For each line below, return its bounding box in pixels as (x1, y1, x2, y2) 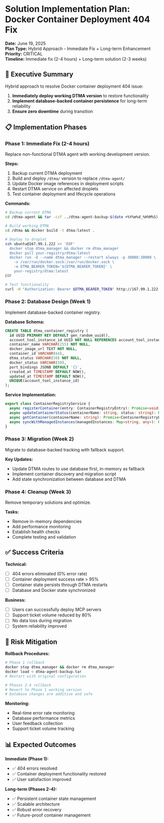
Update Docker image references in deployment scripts (12, 181, 124, 187)
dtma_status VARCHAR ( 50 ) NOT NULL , (9, 356, 82, 361)
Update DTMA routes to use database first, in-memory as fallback (12, 466, 145, 471)
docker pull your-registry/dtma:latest (9, 251, 91, 256)
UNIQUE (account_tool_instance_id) (9, 378, 80, 383)
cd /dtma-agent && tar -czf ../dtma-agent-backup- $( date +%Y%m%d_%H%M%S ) (5, 214, 159, 220)
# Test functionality (5, 282, 49, 287)
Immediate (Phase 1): (5, 756, 49, 762)
